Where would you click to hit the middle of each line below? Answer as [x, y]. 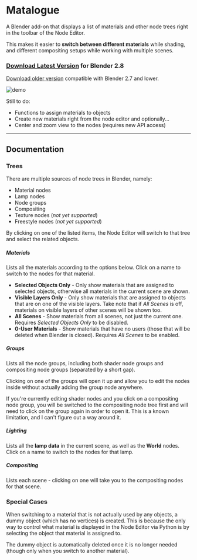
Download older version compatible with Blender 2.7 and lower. [83, 79]
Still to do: [18, 101]
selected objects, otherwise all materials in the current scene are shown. [102, 291]
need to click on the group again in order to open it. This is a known [87, 411]
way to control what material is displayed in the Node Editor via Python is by [98, 527]
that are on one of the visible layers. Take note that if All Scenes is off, [99, 304]
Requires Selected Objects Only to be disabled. [72, 322]
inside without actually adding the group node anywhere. [75, 387]
